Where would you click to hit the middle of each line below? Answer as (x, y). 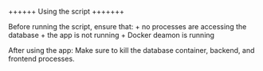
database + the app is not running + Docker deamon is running (112, 35)
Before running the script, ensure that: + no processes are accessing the (128, 26)
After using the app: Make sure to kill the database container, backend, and (131, 50)
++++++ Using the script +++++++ (67, 11)
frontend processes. (41, 59)
